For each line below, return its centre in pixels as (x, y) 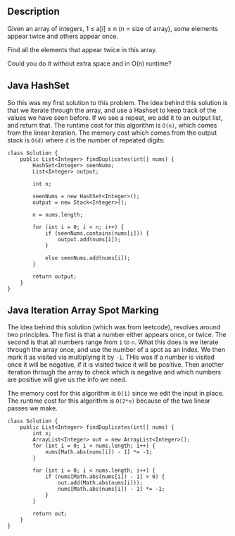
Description (33, 12)
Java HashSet (38, 86)
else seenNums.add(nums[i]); (88, 258)
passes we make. (32, 408)
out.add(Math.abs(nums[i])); (100, 483)
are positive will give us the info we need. (67, 379)
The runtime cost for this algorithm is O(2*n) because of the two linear (109, 401)
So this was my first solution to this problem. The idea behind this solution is (118, 102)
